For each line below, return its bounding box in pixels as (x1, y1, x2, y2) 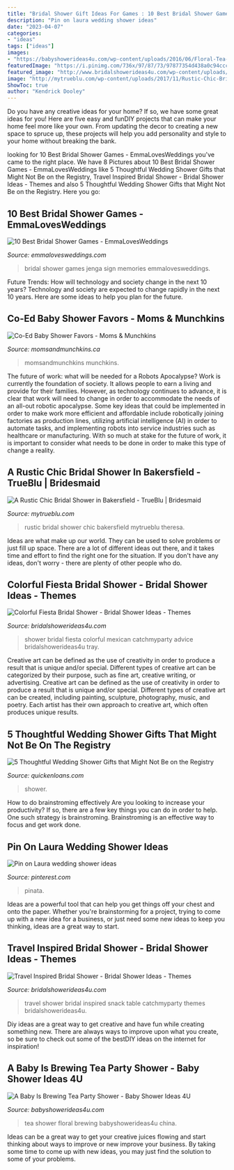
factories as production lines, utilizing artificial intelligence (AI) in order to (7, 416, 217, 424)
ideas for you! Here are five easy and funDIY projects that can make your (7, 114, 217, 123)
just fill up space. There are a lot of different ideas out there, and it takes (7, 544, 214, 552)
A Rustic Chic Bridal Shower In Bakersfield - (7, 466, 201, 478)
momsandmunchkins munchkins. (24, 358, 120, 366)
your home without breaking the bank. (7, 137, 117, 145)
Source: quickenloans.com (7, 771, 84, 780)
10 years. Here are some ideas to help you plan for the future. (7, 292, 183, 301)
